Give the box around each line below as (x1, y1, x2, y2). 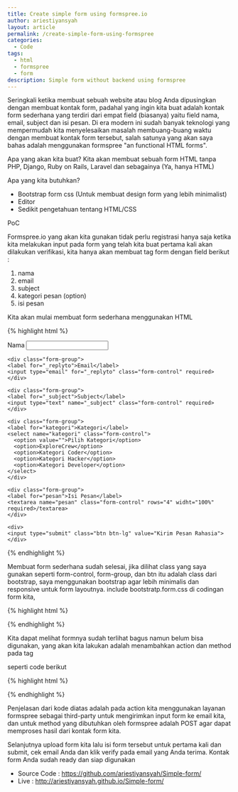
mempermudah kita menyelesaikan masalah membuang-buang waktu (7, 126, 212, 135)
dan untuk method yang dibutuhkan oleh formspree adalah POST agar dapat (7, 719, 231, 728)
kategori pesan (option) (17, 292, 87, 300)
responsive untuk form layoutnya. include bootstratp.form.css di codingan (7, 585, 224, 594)
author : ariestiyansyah (7, 17, 78, 24)
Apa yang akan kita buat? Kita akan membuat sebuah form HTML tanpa (7, 155, 217, 163)
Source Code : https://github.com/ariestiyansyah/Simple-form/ (17, 769, 202, 778)
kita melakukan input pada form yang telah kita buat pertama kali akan (7, 240, 213, 249)
